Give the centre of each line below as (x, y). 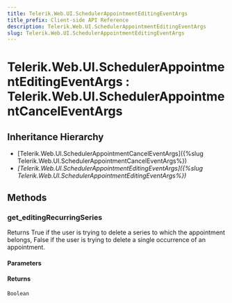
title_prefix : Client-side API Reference (68, 20)
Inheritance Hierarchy (56, 137)
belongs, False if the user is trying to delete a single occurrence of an (107, 239)
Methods (27, 197)
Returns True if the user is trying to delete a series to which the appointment (116, 232)
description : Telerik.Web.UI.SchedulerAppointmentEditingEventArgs (107, 26)
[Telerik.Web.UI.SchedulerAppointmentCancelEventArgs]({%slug (110, 154)
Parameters (24, 263)
